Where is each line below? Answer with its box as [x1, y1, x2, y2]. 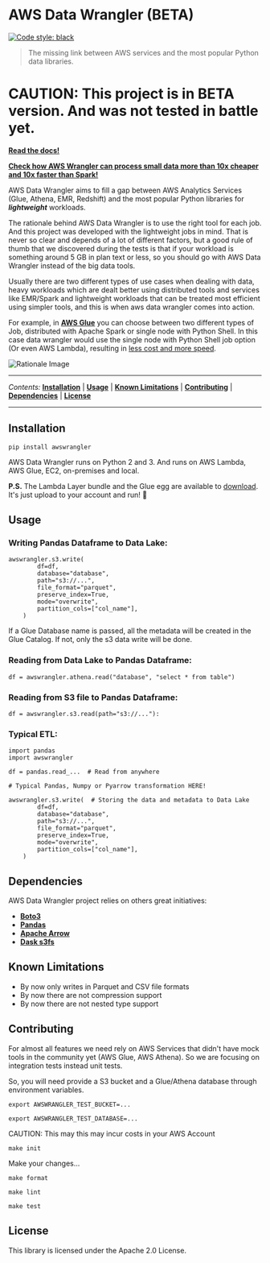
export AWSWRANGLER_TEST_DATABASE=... [8, 1114, 138, 1123]
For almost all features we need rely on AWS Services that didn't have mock [8, 1043, 260, 1053]
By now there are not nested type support [19, 999, 159, 1008]
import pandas [8, 747, 56, 755]
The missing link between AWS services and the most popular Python [27, 48, 260, 57]
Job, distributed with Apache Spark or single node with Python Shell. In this [8, 326, 259, 336]
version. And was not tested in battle [8, 102, 259, 120]
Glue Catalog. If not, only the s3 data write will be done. [8, 635, 193, 644]
